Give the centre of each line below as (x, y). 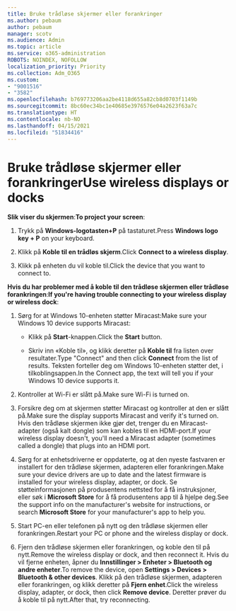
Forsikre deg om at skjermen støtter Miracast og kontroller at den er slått (123, 409)
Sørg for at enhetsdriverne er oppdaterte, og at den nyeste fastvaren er (121, 459)
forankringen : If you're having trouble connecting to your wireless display (117, 295)
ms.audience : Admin (36, 40)
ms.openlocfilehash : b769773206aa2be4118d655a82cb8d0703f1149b (102, 100)
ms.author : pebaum (34, 21)
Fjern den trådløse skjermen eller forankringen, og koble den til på (114, 547)
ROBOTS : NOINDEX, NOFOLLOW (47, 60)
